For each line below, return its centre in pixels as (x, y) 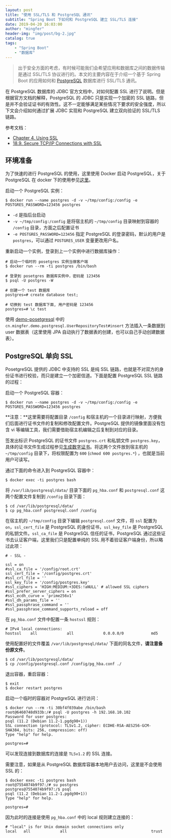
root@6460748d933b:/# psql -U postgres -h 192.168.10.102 (68, 713)
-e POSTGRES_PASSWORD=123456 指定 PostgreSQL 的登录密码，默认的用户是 (89, 234)
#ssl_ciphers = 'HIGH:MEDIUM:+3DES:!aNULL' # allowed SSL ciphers (77, 587)
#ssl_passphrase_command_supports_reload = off (57, 609)
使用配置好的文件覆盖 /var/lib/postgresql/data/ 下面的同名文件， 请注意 (82, 644)
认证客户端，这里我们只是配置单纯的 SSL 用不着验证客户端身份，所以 (86, 540)
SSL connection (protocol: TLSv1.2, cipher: (53, 726)
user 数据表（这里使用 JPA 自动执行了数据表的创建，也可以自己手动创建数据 (85, 332)
